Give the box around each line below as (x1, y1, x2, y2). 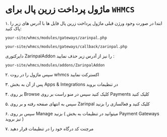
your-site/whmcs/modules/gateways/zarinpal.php (5, 35, 107, 40)
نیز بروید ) (5, 116, 24, 122)
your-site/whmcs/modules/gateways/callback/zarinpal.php (5, 44, 128, 49)
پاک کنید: (5, 25, 22, 31)
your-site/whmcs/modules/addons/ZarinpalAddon (5, 62, 105, 67)
